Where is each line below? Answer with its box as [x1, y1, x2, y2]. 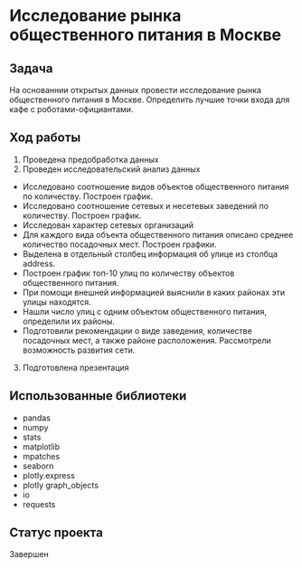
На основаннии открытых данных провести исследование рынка [9, 85, 262, 95]
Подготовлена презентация [22, 362, 129, 373]
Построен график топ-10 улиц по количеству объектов [22, 268, 235, 279]
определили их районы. [22, 316, 115, 327]
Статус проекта [9, 525, 104, 541]
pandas [22, 412, 52, 423]
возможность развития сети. [22, 345, 136, 355]
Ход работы [9, 130, 81, 146]
